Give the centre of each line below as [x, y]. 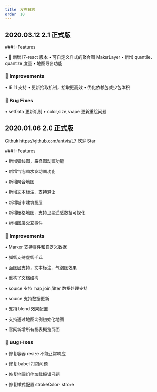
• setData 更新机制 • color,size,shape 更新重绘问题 [56, 111]
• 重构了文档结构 [22, 278]
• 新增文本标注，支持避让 [30, 192]
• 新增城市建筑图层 [24, 202]
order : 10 [15, 14]
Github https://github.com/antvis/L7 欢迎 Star [50, 141]
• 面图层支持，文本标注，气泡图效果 [41, 268]
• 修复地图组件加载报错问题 [32, 374]
